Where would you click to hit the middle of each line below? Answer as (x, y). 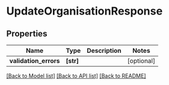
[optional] (141, 61)
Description (104, 51)
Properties (27, 34)
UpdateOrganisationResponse (84, 11)
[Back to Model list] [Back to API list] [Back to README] (76, 76)
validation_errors (34, 61)
